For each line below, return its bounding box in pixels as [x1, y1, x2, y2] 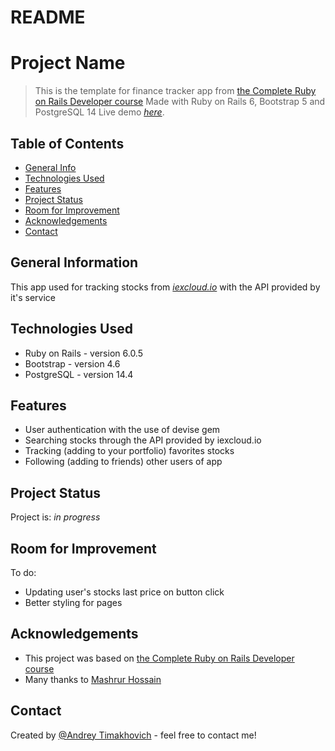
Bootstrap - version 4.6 [24, 357, 121, 370]
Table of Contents [10, 135, 125, 152]
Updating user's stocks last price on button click [24, 586, 225, 598]
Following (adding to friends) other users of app [24, 456, 223, 468]
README [10, 6, 86, 29]
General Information [10, 254, 139, 271]
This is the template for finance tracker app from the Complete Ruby [34, 85, 317, 97]
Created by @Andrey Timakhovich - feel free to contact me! [10, 729, 257, 741]
